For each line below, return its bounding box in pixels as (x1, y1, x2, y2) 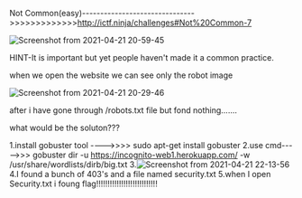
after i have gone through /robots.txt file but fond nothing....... (9, 105, 237, 116)
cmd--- (264, 140, 293, 150)
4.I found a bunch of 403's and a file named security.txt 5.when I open (9, 169, 271, 179)
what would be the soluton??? (9, 122, 120, 133)
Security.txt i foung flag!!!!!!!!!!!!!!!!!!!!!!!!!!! (9, 178, 158, 189)
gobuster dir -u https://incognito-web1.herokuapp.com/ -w (32, 149, 251, 160)
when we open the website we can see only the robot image (9, 70, 233, 80)
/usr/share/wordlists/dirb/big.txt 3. (9, 159, 137, 170)
